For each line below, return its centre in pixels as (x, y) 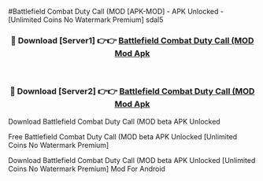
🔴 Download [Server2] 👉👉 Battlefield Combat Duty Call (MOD (132, 91)
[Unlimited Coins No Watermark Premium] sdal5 (86, 20)
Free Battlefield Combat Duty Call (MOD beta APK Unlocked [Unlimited (123, 136)
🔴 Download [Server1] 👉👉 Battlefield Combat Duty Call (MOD (132, 40)
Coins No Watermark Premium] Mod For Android (87, 168)
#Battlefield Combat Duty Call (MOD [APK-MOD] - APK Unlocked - (116, 11)
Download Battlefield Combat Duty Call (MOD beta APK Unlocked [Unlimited (132, 160)
